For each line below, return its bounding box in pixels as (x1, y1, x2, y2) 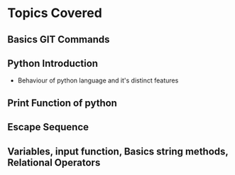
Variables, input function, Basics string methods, (7, 145, 229, 157)
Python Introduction (7, 57, 98, 69)
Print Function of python (7, 97, 117, 109)
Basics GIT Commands (7, 33, 110, 46)
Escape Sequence (7, 121, 89, 133)
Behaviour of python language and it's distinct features (17, 76, 179, 85)
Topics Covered (7, 5, 103, 21)
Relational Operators (7, 157, 101, 169)
